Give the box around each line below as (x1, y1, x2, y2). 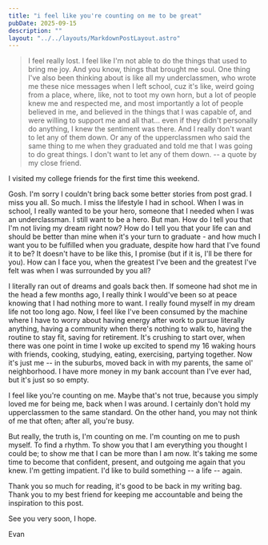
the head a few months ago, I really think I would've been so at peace (8, 290, 238, 300)
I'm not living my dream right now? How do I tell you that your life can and (8, 224, 251, 233)
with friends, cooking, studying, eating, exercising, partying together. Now (8, 349, 254, 359)
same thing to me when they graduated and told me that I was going (27, 141, 254, 151)
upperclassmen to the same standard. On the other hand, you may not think (8, 408, 258, 418)
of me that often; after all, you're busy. (8, 416, 134, 426)
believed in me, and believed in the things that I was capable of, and (27, 107, 252, 117)
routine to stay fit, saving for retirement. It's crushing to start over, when (8, 333, 246, 342)
